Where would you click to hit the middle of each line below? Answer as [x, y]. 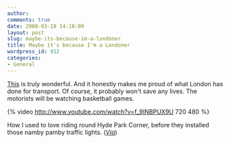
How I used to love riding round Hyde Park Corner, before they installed [108, 125]
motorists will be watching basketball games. [71, 98]
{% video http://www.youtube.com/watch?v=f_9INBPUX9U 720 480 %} [108, 112]
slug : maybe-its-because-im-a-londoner [64, 39]
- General [21, 64]
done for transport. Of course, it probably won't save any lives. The [102, 91]
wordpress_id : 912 [33, 52]
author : [18, 13]
